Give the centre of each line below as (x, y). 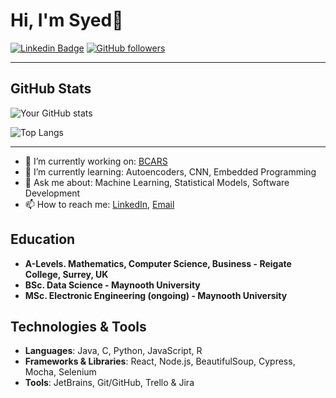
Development (52, 193)
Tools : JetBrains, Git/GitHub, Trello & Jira (109, 383)
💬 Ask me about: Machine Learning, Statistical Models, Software (157, 182)
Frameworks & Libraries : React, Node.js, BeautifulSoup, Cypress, (160, 361)
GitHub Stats (51, 89)
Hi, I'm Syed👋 (67, 20)
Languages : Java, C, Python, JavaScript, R (113, 351)
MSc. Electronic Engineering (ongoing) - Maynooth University (156, 295)
